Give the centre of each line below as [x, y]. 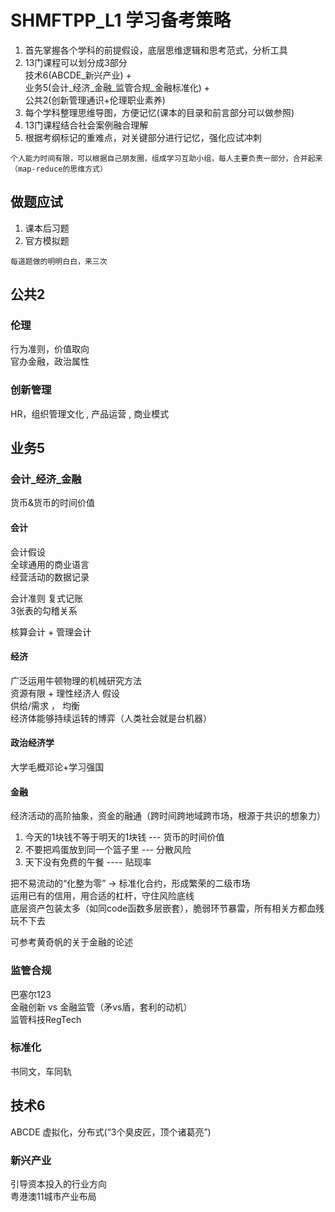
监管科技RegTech [46, 1019]
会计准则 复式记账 [46, 598]
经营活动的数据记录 [50, 577]
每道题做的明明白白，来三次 [59, 261]
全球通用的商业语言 [50, 564]
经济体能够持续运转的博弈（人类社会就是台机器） [111, 718]
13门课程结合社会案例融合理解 [86, 125]
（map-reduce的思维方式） [59, 169]
